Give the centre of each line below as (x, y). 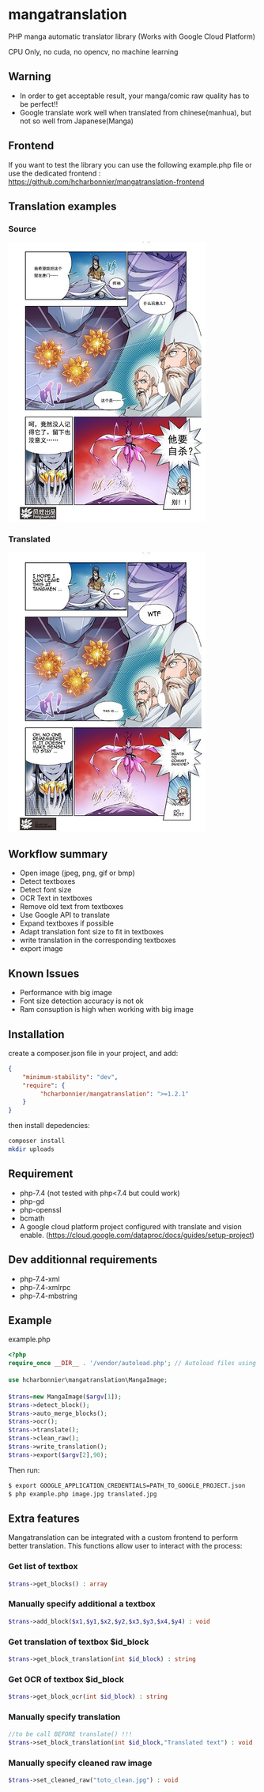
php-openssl (40, 1209)
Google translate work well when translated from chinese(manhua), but (135, 112)
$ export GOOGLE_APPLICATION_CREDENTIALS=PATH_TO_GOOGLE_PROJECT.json (127, 1485)
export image (41, 949)
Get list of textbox (43, 1567)
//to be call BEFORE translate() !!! (70, 1734)
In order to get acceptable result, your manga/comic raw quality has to (134, 96)
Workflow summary (58, 854)
